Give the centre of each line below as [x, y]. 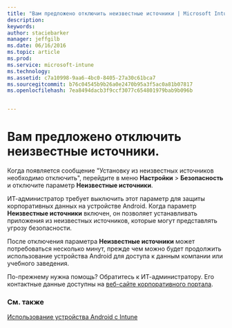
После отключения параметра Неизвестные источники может [101, 242]
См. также [26, 302]
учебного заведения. [38, 264]
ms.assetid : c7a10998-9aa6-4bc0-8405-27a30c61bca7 [81, 78]
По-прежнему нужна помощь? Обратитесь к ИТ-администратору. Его [111, 277]
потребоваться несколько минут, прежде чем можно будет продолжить [115, 249]
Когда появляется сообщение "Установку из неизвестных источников [110, 171]
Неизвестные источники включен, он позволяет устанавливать [103, 213]
